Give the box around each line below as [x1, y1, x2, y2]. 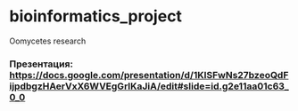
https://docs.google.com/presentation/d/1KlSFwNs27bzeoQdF [9, 68, 289, 81]
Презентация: [9, 58, 74, 70]
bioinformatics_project [9, 6, 183, 27]
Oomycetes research [9, 36, 87, 46]
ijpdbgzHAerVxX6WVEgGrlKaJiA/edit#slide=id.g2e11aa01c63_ [9, 80, 290, 92]
